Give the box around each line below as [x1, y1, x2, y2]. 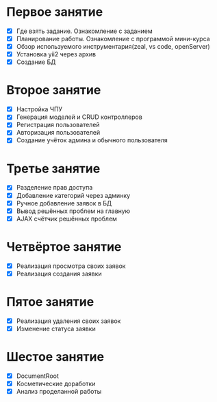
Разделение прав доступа [16, 183, 93, 192]
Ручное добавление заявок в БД [16, 199, 112, 207]
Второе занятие [6, 82, 101, 98]
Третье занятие [6, 161, 101, 176]
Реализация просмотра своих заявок [16, 262, 126, 270]
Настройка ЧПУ [16, 105, 63, 113]
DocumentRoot [16, 372, 60, 380]
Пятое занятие [6, 294, 94, 309]
